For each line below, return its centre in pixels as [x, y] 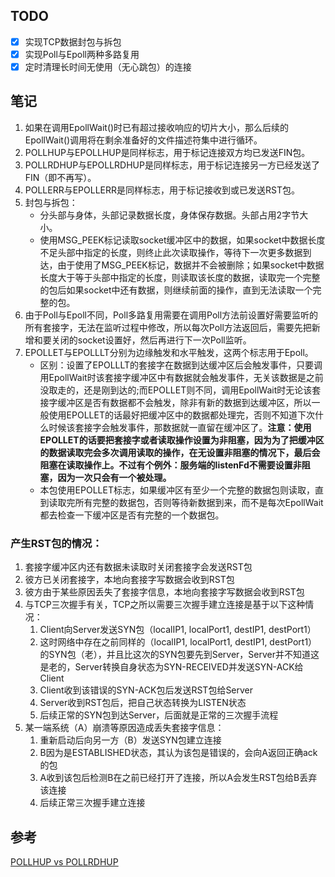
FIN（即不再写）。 [60, 177]
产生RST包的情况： [56, 543]
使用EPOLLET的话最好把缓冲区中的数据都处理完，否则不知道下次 [181, 415]
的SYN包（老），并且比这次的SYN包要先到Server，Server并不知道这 [179, 655]
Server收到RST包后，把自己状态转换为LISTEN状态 [143, 703]
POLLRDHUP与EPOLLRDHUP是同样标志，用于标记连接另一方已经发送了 [172, 165]
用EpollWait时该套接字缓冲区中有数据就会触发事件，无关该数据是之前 [181, 377]
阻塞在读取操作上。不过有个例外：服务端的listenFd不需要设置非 [170, 465]
